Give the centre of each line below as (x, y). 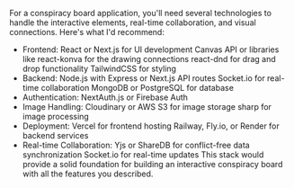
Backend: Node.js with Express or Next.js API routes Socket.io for (143, 78)
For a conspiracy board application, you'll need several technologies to (141, 13)
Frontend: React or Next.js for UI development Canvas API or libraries (151, 49)
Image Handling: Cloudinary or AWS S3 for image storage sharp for (147, 107)
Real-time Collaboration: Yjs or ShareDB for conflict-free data (136, 145)
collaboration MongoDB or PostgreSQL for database (137, 88)
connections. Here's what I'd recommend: (87, 32)
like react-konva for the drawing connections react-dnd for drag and (149, 59)
